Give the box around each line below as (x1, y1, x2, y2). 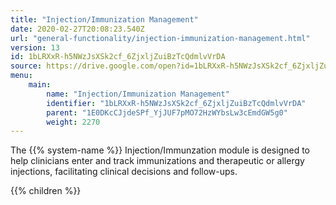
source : (10, 61, 43, 71)
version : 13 (10, 42, 60, 53)
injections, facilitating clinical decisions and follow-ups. (10, 166, 238, 178)
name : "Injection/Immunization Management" (46, 89, 230, 99)
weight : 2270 (46, 117, 101, 127)
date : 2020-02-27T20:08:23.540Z (10, 24, 145, 34)
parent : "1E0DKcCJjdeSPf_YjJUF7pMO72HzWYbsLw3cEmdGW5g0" (46, 107, 288, 118)
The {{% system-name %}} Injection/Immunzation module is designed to (10, 144, 310, 156)
